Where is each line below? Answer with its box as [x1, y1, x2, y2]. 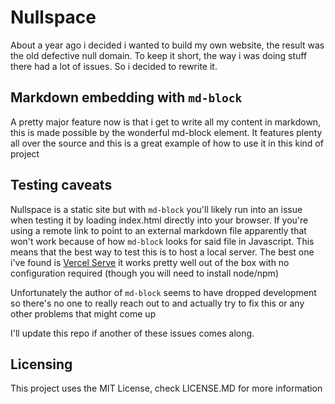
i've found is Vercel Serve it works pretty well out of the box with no [10, 256, 290, 268]
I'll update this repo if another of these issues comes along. [10, 327, 255, 339]
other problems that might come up [10, 307, 157, 320]
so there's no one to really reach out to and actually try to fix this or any [10, 297, 305, 309]
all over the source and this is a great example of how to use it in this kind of [10, 137, 324, 149]
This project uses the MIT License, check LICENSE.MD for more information [10, 382, 323, 395]
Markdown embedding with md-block [10, 89, 243, 106]
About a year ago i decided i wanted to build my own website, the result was [10, 39, 325, 51]
